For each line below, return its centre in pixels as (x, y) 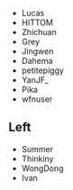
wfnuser (37, 99)
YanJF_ (35, 80)
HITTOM (37, 23)
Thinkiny (37, 158)
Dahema (37, 61)
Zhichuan (39, 32)
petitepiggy (43, 70)
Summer (37, 149)
